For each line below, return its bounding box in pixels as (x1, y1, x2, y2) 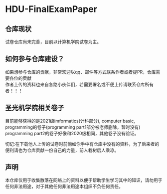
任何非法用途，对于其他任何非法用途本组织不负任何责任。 (5, 184, 123, 190)
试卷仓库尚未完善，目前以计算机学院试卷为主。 (5, 39, 101, 44)
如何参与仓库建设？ (5, 55, 64, 63)
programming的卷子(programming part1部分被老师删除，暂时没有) (5, 124, 141, 130)
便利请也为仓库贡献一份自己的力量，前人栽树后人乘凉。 (5, 147, 119, 153)
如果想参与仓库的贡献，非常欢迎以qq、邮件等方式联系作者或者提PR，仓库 (5, 69, 156, 75)
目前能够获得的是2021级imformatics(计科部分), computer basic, (5, 118, 136, 124)
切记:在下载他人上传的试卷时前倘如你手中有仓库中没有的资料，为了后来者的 (5, 141, 160, 147)
